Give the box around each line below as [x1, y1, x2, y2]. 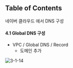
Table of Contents [5, 4, 62, 12]
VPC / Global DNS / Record [12, 42, 68, 48]
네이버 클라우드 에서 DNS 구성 [5, 17, 64, 24]
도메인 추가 [19, 47, 41, 54]
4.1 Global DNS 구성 [5, 30, 45, 36]
